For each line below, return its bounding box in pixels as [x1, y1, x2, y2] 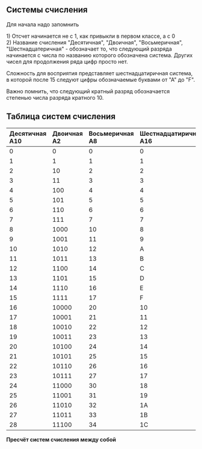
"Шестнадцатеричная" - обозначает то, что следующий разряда [6, 45, 173, 52]
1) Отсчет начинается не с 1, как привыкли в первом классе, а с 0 [6, 32, 176, 40]
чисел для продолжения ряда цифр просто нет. [6, 58, 128, 65]
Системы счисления [6, 5, 88, 15]
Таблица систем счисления [6, 111, 116, 122]
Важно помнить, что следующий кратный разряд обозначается [6, 87, 170, 95]
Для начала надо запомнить [6, 20, 79, 28]
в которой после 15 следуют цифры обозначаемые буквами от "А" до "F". [6, 76, 195, 83]
